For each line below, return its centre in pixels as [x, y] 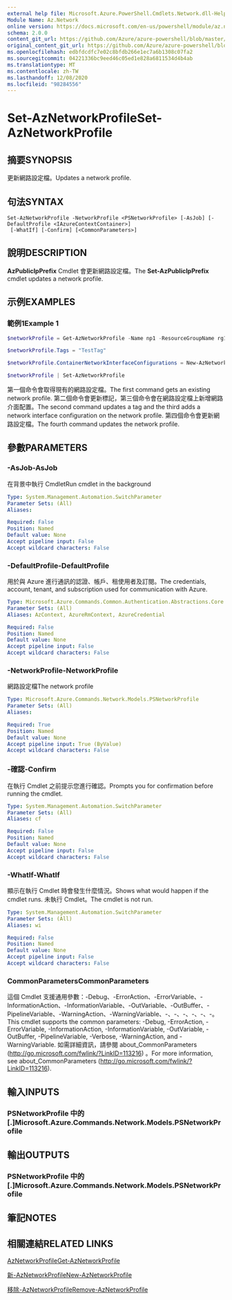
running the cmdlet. [35, 794]
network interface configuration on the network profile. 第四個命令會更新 [110, 415]
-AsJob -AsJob [32, 468]
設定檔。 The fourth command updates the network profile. [96, 424]
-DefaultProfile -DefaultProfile [58, 565]
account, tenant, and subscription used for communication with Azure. [107, 589]
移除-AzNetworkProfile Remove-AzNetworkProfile [78, 1290]
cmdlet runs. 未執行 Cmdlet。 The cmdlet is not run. [80, 899]
